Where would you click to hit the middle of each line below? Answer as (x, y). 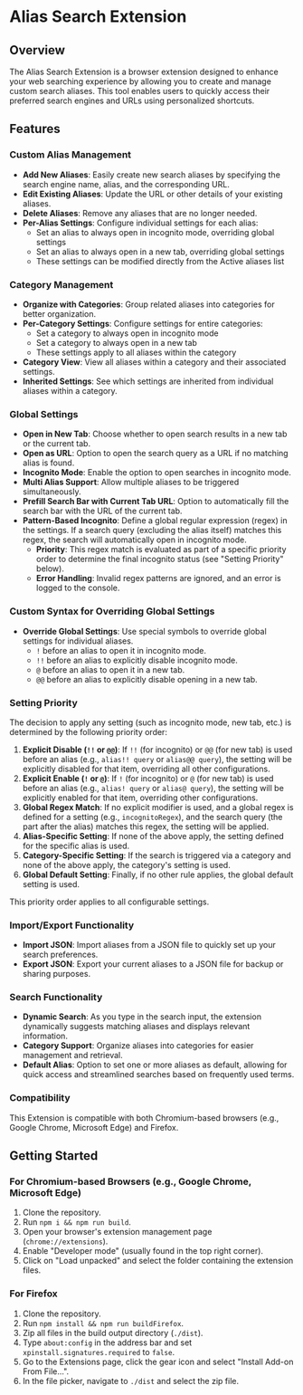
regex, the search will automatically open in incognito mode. (134, 540)
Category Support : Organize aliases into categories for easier (138, 1046)
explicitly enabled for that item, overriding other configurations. (140, 798)
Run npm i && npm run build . (76, 1222)
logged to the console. (78, 588)
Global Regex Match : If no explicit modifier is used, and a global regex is (158, 807)
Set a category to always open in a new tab (116, 342)
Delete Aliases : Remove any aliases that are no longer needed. (140, 213)
